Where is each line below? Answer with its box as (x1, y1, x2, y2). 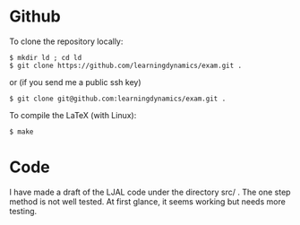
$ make (9, 127, 34, 136)
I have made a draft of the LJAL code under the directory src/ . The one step (9, 186, 291, 197)
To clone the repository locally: (9, 36, 124, 47)
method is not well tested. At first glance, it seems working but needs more (9, 195, 287, 207)
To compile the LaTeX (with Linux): (9, 109, 137, 120)
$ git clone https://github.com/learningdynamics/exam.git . (9, 61, 243, 70)
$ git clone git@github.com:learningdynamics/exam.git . (9, 94, 227, 103)
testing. (9, 205, 38, 216)
